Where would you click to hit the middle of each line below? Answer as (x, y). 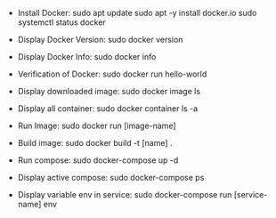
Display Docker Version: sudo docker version (100, 40)
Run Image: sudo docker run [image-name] (97, 125)
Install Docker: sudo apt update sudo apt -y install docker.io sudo (137, 13)
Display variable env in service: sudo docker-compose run (125, 194)
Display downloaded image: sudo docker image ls (109, 91)
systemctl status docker (62, 22)
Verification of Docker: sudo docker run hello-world (112, 74)
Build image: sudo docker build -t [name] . (95, 143)
